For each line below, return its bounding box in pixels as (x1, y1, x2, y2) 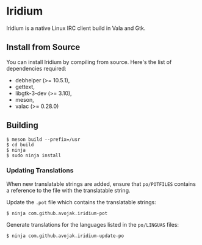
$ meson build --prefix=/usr (6, 136, 81, 143)
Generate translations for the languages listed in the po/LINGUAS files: (6, 221, 179, 228)
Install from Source (6, 42, 81, 52)
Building (6, 120, 38, 130)
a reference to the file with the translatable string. (6, 186, 131, 194)
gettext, (15, 83, 35, 90)
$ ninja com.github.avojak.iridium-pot (6, 210, 108, 216)
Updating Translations (6, 166, 74, 175)
